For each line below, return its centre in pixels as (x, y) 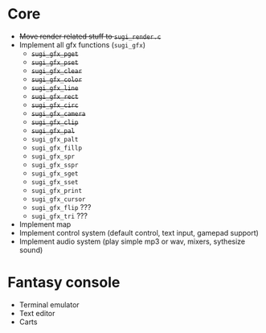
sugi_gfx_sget (55, 174)
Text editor (37, 313)
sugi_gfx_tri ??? (59, 216)
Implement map (45, 224)
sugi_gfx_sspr (55, 165)
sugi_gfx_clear (56, 71)
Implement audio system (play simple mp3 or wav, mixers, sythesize (132, 241)
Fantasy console (64, 283)
